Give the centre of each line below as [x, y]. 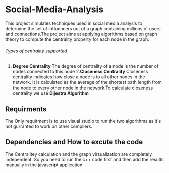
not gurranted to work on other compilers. [49, 126]
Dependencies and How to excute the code [74, 142]
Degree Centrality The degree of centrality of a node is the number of [86, 66]
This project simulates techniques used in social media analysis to [74, 23]
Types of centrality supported [36, 51]
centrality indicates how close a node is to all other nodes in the [79, 77]
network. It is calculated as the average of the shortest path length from [87, 82]
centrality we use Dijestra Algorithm [51, 93]
